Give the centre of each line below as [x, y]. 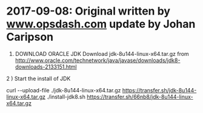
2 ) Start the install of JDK [38, 78]
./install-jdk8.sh [66, 97]
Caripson [30, 37]
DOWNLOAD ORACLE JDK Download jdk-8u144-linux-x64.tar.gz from [102, 53]
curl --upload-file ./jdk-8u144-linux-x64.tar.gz [64, 90]
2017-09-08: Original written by [88, 11]
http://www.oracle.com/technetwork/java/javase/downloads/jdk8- [98, 60]
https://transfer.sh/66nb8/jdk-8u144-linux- [140, 97]
